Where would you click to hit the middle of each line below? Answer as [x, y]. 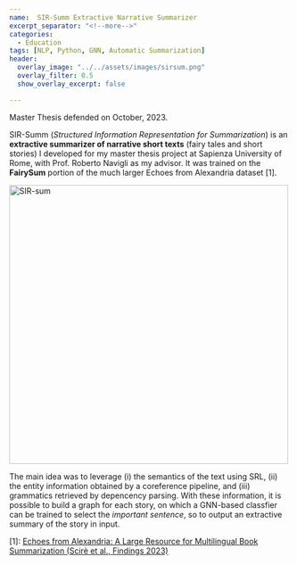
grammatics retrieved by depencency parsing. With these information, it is [145, 495]
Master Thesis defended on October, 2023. [88, 117]
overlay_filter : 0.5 [55, 76]
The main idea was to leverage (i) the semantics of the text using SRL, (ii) [144, 476]
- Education [40, 42]
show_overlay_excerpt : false [71, 84]
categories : [31, 34]
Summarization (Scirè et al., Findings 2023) [89, 551]
